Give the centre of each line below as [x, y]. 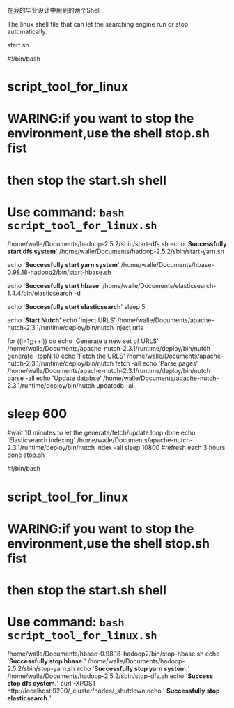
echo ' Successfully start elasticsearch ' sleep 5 [76, 306]
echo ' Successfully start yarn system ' [63, 264]
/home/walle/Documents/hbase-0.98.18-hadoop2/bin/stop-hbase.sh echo [114, 654]
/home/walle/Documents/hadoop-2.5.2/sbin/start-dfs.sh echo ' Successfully [117, 243]
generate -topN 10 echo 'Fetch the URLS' [66, 356]
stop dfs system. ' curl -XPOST [52, 683]
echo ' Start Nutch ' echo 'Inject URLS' [62, 320]
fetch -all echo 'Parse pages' [157, 363]
